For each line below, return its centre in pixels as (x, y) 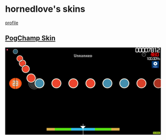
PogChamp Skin (30, 38)
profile (12, 23)
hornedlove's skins (45, 9)
